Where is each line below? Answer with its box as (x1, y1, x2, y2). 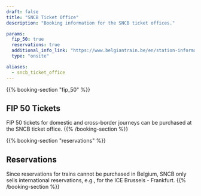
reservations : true (11, 42, 60, 48)
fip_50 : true (11, 37, 44, 43)
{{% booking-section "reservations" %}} (6, 137, 106, 144)
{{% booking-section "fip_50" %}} (6, 86, 91, 93)
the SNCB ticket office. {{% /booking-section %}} (6, 125, 129, 132)
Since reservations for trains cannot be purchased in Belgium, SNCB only (6, 170, 187, 177)
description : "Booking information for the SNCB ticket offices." (6, 20, 175, 26)
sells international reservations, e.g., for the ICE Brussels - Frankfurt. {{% (6, 177, 187, 184)
